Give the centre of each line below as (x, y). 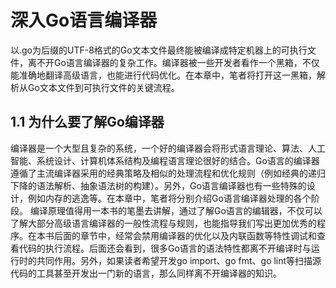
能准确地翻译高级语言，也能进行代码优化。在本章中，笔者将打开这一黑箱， (163, 75)
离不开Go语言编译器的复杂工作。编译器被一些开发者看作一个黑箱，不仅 (173, 62)
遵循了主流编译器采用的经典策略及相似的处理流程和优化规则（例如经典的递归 (168, 173)
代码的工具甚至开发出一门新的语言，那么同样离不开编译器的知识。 (146, 273)
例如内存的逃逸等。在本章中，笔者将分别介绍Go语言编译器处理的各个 (169, 198)
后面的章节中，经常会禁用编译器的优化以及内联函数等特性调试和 (185, 235)
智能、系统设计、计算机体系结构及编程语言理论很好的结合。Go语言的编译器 (165, 160)
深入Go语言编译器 (84, 20)
